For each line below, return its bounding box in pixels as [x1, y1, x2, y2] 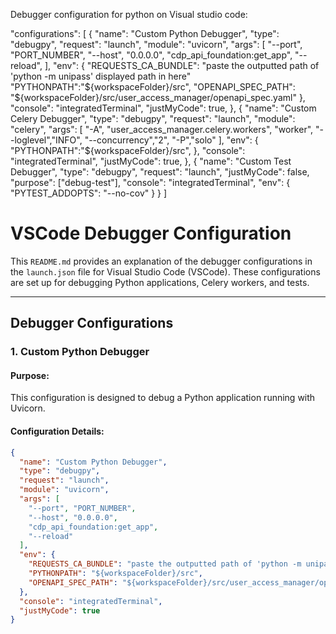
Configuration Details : [10, 425, 105, 438]
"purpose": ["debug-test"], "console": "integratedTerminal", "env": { [10, 177, 291, 188]
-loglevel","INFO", [10, 134, 83, 146]
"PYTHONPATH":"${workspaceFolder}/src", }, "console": [10, 145, 246, 156]
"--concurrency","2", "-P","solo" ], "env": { [84, 134, 259, 146]
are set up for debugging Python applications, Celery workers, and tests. [10, 276, 310, 288]
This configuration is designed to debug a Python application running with [10, 392, 316, 404]
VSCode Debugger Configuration [10, 222, 292, 245]
